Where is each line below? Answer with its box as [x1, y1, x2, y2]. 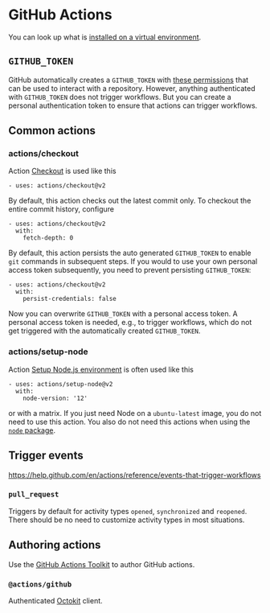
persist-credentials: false [22, 295, 117, 303]
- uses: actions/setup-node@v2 [8, 380, 113, 388]
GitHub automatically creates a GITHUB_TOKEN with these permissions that [8, 75, 249, 84]
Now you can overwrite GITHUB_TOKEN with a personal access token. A [8, 309, 239, 319]
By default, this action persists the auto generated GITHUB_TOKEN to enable [8, 248, 252, 258]
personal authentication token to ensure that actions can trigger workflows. [8, 101, 258, 110]
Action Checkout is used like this [8, 167, 117, 176]
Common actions [8, 124, 96, 138]
